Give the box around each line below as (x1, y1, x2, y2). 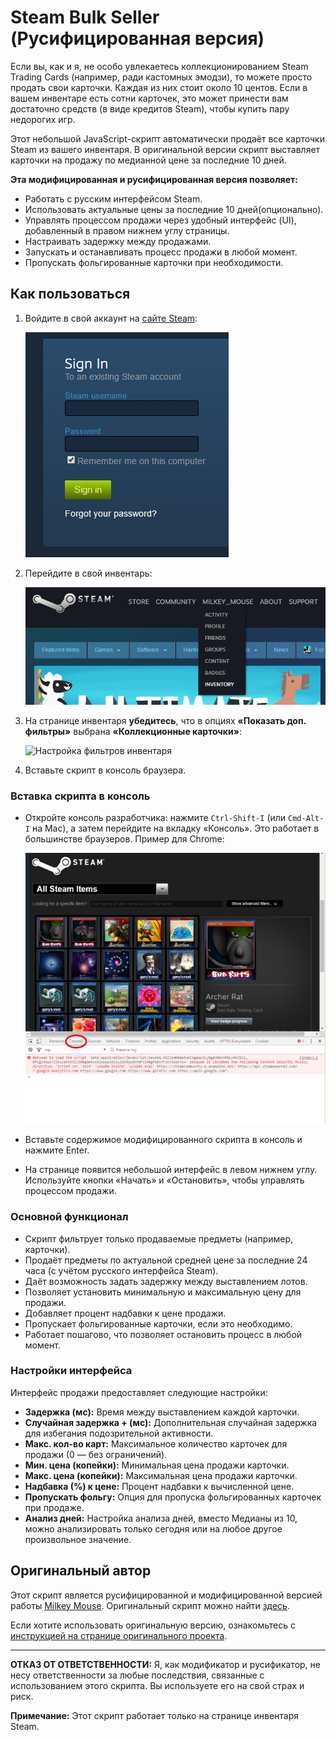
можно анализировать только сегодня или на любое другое (24, 1522, 283, 1535)
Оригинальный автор (10, 1562, 152, 1580)
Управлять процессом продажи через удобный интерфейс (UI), (24, 214, 297, 226)
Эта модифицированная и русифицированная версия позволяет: (10, 173, 298, 185)
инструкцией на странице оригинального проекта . (10, 1629, 228, 1641)
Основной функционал (10, 1210, 129, 1224)
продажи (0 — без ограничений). (24, 1448, 168, 1460)
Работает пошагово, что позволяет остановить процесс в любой (24, 1328, 303, 1340)
